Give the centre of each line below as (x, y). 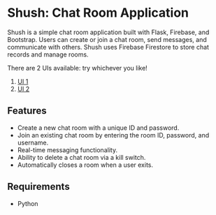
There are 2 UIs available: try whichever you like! (78, 68)
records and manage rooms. (48, 54)
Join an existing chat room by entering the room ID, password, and (113, 135)
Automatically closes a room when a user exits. (85, 165)
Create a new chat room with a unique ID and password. (98, 128)
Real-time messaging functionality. (67, 150)
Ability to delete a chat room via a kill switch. (81, 157)
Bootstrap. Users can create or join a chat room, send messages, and (107, 39)
